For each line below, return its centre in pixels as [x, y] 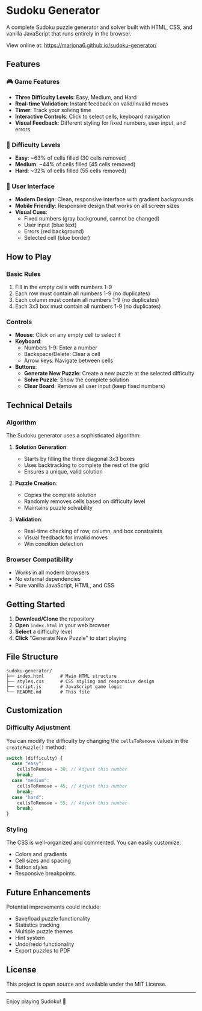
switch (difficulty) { [35, 758]
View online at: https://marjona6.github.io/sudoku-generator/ [81, 45]
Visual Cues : [31, 212]
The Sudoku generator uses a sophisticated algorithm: [74, 435]
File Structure [32, 657]
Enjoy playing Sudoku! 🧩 [36, 1001]
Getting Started [36, 604]
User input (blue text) [50, 225]
